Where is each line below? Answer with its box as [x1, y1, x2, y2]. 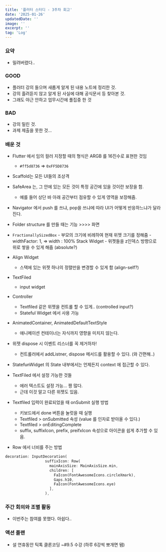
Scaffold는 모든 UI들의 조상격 [12, 173, 70, 179]
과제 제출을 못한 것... [12, 127, 52, 133]
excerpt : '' [5, 26, 30, 31]
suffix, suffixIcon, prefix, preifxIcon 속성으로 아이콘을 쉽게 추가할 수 [19, 428, 153, 434]
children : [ [49, 468, 74, 473]
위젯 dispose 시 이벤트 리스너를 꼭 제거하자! [12, 341, 97, 347]
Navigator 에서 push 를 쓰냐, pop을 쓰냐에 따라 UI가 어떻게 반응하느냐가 [12, 205, 152, 211]
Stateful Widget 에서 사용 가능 [19, 310, 79, 316]
